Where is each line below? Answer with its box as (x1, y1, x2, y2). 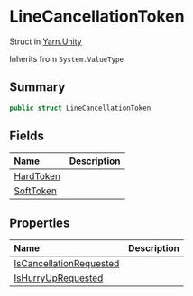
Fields (9, 129, 45, 144)
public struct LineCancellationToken (9, 103, 152, 112)
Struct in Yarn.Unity (9, 36, 83, 47)
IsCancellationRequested (14, 257, 120, 270)
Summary (9, 79, 66, 95)
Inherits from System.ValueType (9, 53, 124, 64)
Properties (9, 215, 70, 230)
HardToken (14, 170, 61, 183)
